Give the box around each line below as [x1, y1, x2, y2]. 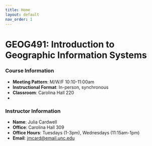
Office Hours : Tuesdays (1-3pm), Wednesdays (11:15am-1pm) [12, 130, 140, 136]
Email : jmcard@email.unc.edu [12, 135, 75, 141]
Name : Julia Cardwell [12, 119, 57, 125]
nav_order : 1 [5, 17, 33, 22]
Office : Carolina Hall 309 [12, 124, 64, 130]
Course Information [5, 67, 54, 74]
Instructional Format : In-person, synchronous [12, 84, 109, 90]
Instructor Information [5, 107, 61, 114]
